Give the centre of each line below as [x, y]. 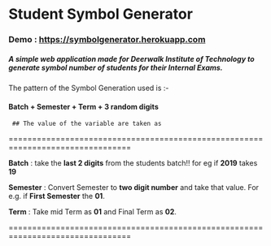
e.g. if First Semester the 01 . [57, 196]
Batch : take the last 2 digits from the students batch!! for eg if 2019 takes [133, 163]
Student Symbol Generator [101, 14]
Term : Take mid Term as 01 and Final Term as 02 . [93, 212]
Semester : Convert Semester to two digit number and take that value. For [133, 188]
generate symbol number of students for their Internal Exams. [116, 67]
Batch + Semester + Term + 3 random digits [83, 106]
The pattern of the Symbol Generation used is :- [89, 88]
